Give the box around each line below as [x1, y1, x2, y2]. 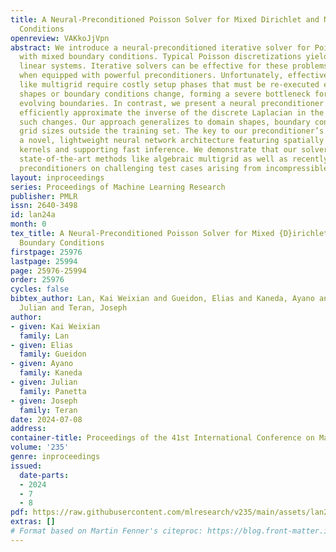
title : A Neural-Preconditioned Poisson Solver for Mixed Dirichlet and [10, 14, 320, 25]
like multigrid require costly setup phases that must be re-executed [19, 80, 320, 90]
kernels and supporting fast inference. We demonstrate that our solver [19, 145, 329, 155]
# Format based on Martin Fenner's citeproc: [10, 526, 203, 536]
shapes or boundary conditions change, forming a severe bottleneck [19, 89, 311, 99]
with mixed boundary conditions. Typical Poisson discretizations [19, 52, 302, 62]
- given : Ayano [10, 359, 74, 369]
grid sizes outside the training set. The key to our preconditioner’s [19, 126, 325, 136]
